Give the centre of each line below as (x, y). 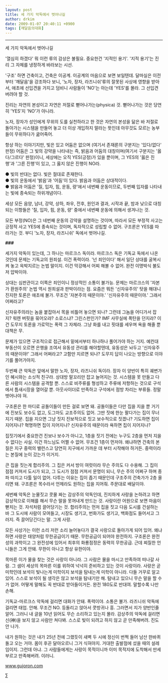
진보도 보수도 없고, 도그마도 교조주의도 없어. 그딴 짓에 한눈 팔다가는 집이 (80, 412)
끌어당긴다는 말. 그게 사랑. (46, 519)
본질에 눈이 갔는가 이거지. (35, 454)
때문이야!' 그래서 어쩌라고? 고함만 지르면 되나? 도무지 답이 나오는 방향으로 (82, 354)
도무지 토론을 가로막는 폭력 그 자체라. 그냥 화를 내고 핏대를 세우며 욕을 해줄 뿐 (85, 324)
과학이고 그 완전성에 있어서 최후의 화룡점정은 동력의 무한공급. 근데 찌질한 (85, 542)
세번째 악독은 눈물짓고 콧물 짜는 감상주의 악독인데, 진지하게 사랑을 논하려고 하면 (82, 494)
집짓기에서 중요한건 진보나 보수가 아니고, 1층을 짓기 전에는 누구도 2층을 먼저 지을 (83, 436)
